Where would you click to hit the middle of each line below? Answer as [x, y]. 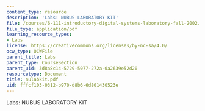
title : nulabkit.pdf [33, 79]
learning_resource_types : [39, 35]
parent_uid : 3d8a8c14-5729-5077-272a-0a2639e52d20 [72, 68]
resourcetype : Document [37, 74]
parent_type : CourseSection [42, 62]
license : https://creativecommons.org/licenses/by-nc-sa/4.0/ [87, 46]
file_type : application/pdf [42, 29]
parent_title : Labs [31, 57]
